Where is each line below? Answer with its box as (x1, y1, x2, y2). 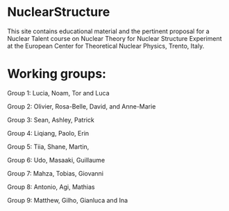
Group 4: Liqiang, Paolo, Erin (7, 129, 90, 137)
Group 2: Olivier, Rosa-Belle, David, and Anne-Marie (7, 102, 156, 111)
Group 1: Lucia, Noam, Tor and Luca (7, 89, 110, 97)
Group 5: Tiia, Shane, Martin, (7, 143, 90, 151)
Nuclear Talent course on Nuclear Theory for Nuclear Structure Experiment (7, 34, 222, 42)
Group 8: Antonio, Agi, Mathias (7, 183, 95, 191)
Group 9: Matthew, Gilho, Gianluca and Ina (7, 196, 128, 204)
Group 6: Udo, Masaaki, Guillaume (7, 156, 105, 164)
